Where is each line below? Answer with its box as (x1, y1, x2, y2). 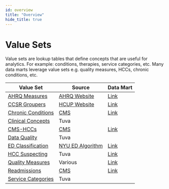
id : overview (5, 7, 33, 13)
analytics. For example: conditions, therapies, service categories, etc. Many (5, 61, 164, 67)
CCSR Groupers (8, 101, 46, 108)
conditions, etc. (5, 72, 38, 78)
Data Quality (8, 134, 38, 141)
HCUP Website (59, 101, 95, 108)
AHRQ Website (59, 93, 94, 100)
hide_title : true (5, 17, 42, 22)
